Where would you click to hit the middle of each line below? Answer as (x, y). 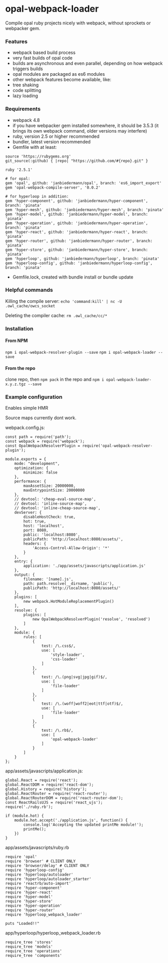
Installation (19, 328)
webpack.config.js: (25, 428)
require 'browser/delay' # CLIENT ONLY (47, 866)
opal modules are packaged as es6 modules (59, 74)
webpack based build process (44, 53)
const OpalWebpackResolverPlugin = (43, 446)
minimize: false (40, 473)
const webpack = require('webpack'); (45, 442)
